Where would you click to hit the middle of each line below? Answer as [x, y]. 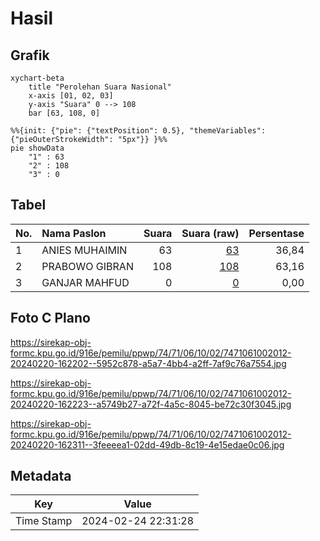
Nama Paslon [74, 233]
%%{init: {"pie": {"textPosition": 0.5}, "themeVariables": [138, 131]
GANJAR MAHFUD [85, 282]
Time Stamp [44, 521]
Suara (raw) [210, 233]
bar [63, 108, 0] [64, 113]
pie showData [37, 148]
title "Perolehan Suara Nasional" [100, 87]
